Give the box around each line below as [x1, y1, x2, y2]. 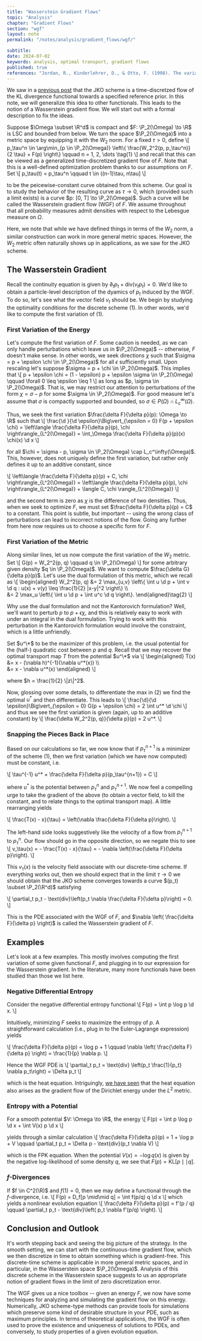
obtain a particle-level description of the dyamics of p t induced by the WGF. [7, 288, 194, 297]
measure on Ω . [7, 214, 44, 221]
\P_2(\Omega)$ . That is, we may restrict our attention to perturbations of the [7, 384, 195, 391]
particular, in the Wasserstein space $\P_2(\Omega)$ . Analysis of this [7, 1265, 179, 1272]
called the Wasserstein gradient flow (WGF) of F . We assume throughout [7, 201, 186, 208]
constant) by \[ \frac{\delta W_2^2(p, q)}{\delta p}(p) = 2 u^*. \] [7, 715, 162, 723]
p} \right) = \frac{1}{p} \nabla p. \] [24, 1050, 108, 1057]
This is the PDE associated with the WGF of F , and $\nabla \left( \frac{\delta [7, 913, 194, 920]
